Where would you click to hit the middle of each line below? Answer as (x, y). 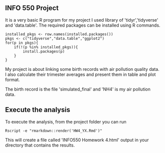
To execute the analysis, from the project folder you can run (66, 122)
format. (13, 79)
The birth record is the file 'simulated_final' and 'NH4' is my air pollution (78, 89)
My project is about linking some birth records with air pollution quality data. (82, 69)
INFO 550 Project (32, 8)
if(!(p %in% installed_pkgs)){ (46, 47)
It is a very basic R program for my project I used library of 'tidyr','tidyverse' (82, 20)
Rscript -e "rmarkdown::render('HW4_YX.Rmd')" (54, 131)
